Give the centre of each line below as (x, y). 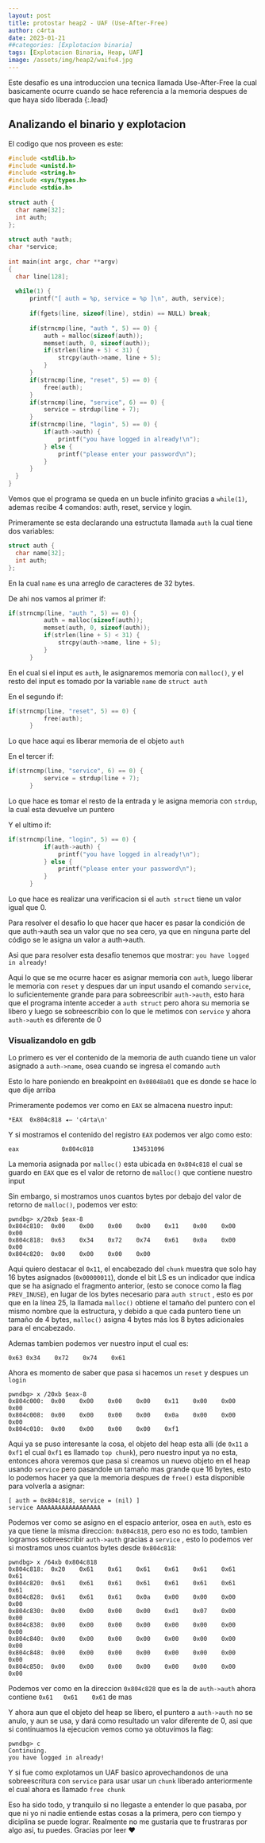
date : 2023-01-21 (37, 38)
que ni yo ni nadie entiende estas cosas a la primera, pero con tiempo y (125, 1814)
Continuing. (28, 1751)
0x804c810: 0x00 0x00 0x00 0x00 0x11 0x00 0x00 (122, 1227)
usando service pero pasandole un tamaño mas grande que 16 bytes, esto (130, 1469)
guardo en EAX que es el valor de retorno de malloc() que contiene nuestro (130, 1172)
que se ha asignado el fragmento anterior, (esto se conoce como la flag (125, 1286)
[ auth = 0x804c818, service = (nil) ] (74, 1501)
